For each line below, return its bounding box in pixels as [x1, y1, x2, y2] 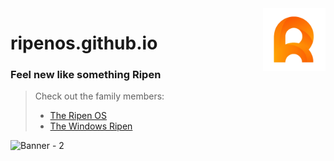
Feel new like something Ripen [10, 68, 162, 82]
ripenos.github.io [10, 32, 158, 55]
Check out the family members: [34, 90, 165, 102]
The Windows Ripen [49, 120, 133, 132]
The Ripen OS [49, 110, 108, 122]
